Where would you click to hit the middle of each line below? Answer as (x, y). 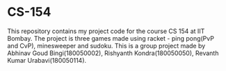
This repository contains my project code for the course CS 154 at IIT (106, 31)
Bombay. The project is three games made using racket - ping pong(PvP (111, 38)
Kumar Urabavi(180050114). (47, 60)
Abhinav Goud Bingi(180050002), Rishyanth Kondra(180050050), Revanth (113, 53)
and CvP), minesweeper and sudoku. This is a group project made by (106, 45)
